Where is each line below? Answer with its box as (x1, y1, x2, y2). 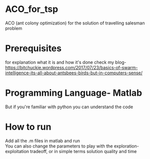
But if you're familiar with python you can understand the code (5, 104, 133, 110)
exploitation (5, 148, 29, 154)
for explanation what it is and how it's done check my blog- (5, 59, 127, 65)
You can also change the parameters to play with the (5, 143, 113, 149)
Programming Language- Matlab (5, 87, 143, 99)
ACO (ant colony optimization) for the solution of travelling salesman (5, 20, 145, 26)
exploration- (114, 143, 139, 149)
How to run (5, 121, 52, 133)
